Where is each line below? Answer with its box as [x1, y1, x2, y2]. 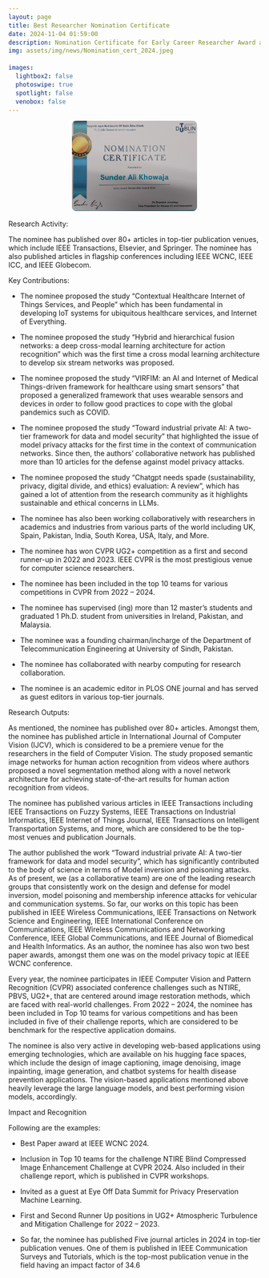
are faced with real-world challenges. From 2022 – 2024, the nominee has [8, 1000, 253, 1009]
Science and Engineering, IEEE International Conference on [8, 916, 204, 926]
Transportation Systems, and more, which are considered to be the [8, 824, 230, 834]
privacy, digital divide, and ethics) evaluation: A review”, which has [19, 481, 240, 491]
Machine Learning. [19, 1195, 82, 1205]
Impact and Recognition [8, 1107, 86, 1118]
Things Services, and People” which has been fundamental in [19, 300, 223, 309]
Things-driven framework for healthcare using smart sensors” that [19, 382, 240, 392]
